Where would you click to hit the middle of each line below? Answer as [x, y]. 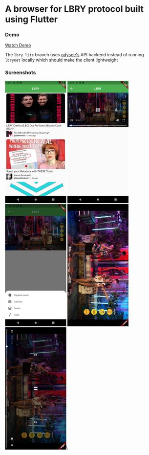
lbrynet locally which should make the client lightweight [62, 60]
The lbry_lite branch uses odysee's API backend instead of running [74, 55]
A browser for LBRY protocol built [74, 9]
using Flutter [31, 19]
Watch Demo [18, 45]
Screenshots [21, 73]
